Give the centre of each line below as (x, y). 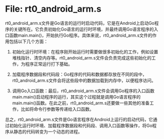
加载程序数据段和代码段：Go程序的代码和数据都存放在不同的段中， (79, 74)
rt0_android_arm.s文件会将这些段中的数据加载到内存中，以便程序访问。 (84, 80)
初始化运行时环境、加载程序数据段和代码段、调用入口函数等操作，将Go (81, 125)
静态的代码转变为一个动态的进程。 (48, 131)
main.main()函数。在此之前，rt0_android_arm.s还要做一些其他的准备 (81, 103)
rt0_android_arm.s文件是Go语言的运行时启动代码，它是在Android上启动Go (80, 23)
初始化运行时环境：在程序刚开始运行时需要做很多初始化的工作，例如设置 (85, 52)
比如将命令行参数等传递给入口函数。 (57, 109)
